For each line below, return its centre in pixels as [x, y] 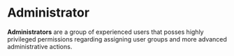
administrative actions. [40, 46]
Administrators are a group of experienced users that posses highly [105, 32]
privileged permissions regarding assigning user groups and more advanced [117, 39]
